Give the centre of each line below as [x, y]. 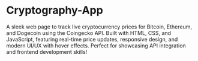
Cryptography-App [55, 10]
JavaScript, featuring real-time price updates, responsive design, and [92, 39]
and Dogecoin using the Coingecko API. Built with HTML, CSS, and [89, 33]
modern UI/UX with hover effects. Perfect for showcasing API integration [96, 46]
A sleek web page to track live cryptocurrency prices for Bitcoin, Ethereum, [99, 27]
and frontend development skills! [47, 52]
